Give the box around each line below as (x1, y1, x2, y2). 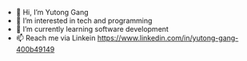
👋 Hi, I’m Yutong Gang (15, 8, 90, 17)
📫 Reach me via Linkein (15, 33, 96, 43)
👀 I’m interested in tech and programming (15, 16, 153, 25)
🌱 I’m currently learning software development (15, 25, 169, 33)
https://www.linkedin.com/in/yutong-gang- (97, 33, 239, 43)
